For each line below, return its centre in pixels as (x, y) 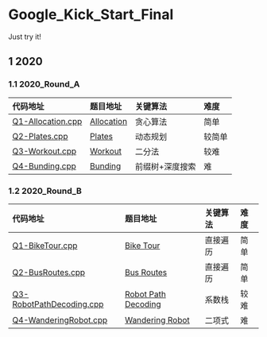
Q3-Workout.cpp (44, 151)
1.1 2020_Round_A (44, 84)
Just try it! (25, 37)
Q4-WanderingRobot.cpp (60, 320)
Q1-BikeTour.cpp (45, 246)
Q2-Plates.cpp (40, 136)
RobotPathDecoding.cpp (58, 304)
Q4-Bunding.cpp (44, 166)
